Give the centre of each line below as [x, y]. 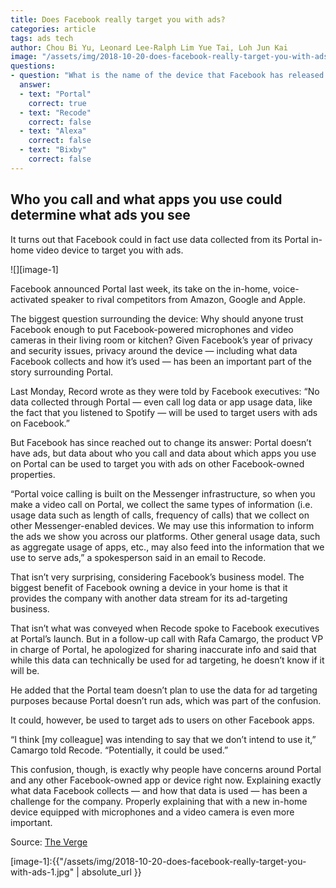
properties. [33, 474]
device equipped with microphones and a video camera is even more [152, 812]
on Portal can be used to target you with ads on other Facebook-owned [157, 463]
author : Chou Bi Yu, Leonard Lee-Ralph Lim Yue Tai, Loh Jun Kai [149, 47]
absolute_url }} [111, 872]
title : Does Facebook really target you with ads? [118, 19]
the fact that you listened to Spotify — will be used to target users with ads [164, 412]
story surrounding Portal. [62, 372]
